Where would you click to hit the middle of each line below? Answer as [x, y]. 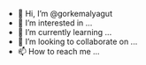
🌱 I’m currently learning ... [65, 32]
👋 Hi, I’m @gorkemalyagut [65, 14]
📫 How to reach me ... [58, 51]
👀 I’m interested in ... [55, 23]
